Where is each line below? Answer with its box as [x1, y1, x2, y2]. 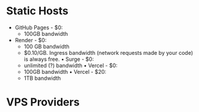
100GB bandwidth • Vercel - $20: [23, 68, 107, 75]
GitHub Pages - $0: [14, 24, 63, 31]
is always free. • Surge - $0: [23, 55, 94, 63]
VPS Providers [6, 95, 80, 109]
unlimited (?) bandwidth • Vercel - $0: [23, 61, 118, 69]
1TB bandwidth [23, 74, 61, 82]
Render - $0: [14, 36, 47, 43]
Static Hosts [6, 4, 69, 18]
